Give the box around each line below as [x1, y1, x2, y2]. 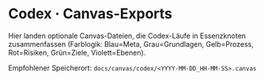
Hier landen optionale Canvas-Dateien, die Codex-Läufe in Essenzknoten [8, 31, 247, 40]
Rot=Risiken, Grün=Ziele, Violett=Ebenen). [8, 48, 146, 57]
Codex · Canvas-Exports [8, 5, 172, 23]
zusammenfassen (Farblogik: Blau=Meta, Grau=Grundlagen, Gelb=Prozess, [8, 39, 255, 48]
